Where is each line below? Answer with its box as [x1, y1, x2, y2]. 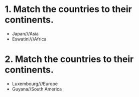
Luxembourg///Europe [12, 80, 58, 86]
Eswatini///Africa [12, 36, 47, 42]
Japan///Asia [12, 30, 39, 36]
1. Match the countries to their [5, 3, 132, 15]
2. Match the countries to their [5, 53, 134, 65]
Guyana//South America [12, 86, 62, 92]
